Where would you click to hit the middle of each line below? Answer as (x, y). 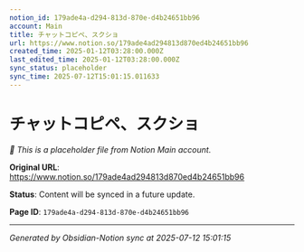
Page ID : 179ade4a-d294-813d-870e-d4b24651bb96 (100, 211)
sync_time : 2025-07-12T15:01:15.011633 (85, 77)
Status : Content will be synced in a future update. (102, 194)
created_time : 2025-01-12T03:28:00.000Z (87, 51)
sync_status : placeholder (58, 69)
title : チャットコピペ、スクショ (64, 34)
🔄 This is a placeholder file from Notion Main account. (110, 149)
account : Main (36, 26)
